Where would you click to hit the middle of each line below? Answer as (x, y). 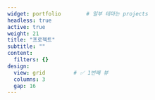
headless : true (30, 20)
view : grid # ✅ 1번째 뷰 (61, 73)
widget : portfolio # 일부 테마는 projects (78, 14)
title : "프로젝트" (31, 40)
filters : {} (31, 60)
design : (19, 66)
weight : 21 (23, 33)
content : (20, 54)
